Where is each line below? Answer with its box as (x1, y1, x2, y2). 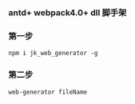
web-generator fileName (8, 88, 88, 96)
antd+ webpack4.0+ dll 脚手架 (8, 6, 127, 18)
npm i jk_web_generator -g (8, 50, 98, 58)
